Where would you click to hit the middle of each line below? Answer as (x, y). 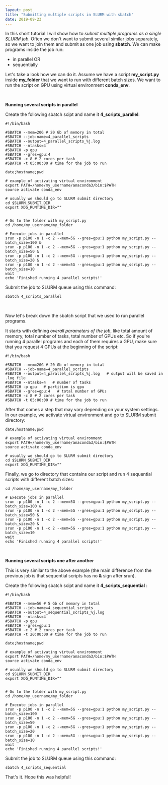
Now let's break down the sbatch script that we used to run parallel (75, 316)
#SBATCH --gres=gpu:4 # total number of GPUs (56, 391)
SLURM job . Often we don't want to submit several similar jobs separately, (82, 39)
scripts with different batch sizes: (40, 480)
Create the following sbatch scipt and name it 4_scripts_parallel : (72, 114)
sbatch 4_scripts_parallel (33, 297)
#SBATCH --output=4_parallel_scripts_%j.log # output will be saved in (84, 374)
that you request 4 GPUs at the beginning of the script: (62, 347)
